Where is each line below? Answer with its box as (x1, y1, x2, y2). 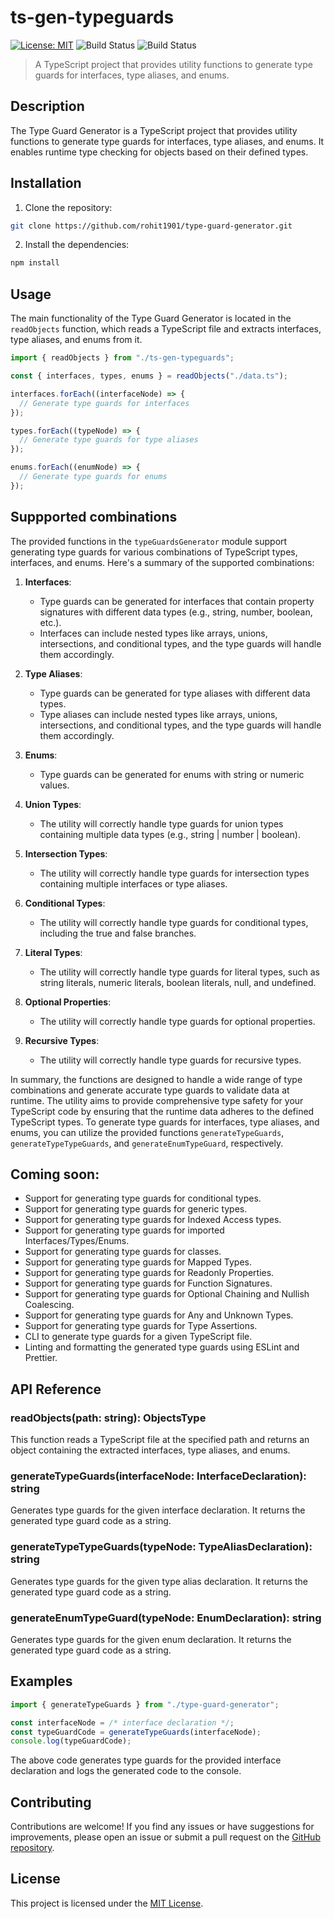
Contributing (10, 1794, 92, 1811)
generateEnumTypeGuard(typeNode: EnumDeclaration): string (10, 1611, 322, 1625)
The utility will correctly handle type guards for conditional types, (39, 916, 309, 928)
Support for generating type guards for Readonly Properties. (24, 1267, 275, 1279)
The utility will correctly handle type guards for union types (39, 817, 284, 830)
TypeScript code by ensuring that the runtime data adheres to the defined (10, 1105, 315, 1117)
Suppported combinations (10, 509, 178, 526)
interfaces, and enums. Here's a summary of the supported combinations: (10, 556, 315, 568)
